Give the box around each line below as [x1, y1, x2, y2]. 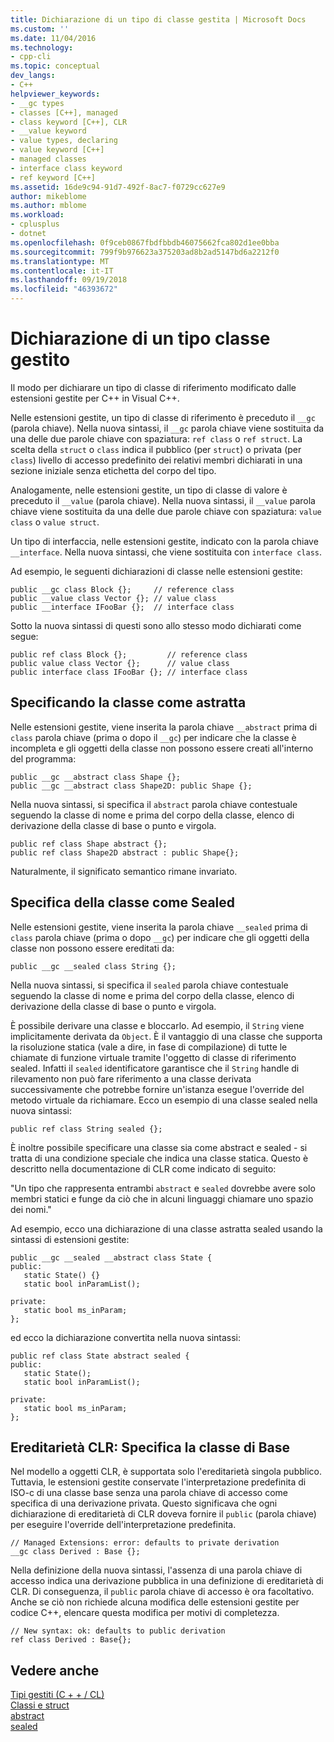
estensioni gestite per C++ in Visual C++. [10, 392, 180, 404]
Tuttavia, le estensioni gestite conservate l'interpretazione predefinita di [10, 1476, 307, 1488]
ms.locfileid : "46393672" [10, 284, 118, 295]
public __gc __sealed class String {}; [10, 961, 177, 971]
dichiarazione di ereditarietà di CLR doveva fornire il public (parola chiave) [10, 1508, 317, 1520]
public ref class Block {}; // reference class [10, 649, 248, 660]
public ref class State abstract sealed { [10, 1351, 190, 1361]
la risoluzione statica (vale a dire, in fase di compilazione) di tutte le [10, 1041, 288, 1053]
